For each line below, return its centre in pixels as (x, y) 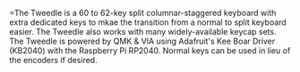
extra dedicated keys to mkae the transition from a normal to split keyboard (148, 22)
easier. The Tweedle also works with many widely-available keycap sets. (143, 32)
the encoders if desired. (53, 60)
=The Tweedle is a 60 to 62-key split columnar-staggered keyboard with (143, 13)
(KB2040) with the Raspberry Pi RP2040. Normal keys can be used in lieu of (150, 51)
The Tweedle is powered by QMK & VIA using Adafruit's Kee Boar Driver (142, 41)
